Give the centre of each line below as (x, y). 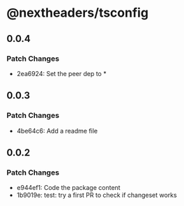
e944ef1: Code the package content (68, 188)
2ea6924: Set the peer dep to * (61, 73)
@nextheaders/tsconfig (78, 13)
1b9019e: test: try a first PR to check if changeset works (97, 195)
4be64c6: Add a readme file (57, 131)
